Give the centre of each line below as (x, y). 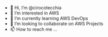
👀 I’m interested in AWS (34, 13)
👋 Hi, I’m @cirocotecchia (36, 8)
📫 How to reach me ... (33, 29)
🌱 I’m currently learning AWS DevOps (49, 18)
